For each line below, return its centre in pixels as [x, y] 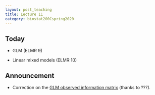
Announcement [30, 76]
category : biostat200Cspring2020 [40, 19]
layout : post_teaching [28, 10]
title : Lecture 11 [24, 14]
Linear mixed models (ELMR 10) [45, 60]
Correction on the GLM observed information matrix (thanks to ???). [81, 87]
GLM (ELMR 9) [27, 51]
